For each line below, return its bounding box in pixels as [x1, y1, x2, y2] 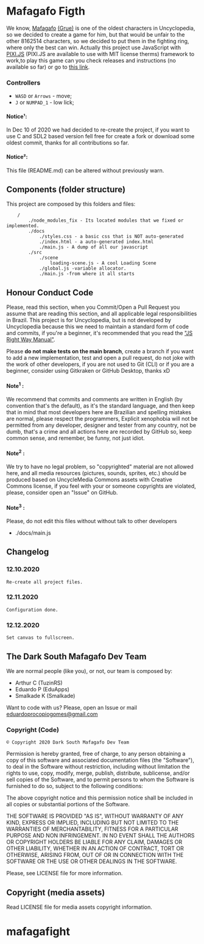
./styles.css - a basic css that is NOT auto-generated [38, 233, 184, 240]
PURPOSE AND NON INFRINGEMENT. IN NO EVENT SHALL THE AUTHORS [6, 832, 195, 839]
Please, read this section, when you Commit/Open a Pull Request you [6, 303, 180, 311]
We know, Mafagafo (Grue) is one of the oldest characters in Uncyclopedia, [6, 24, 195, 32]
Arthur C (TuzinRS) [15, 679, 63, 686]
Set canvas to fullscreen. [6, 635, 75, 641]
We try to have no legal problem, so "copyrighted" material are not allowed [6, 463, 194, 470]
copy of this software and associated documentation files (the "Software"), [6, 756, 195, 764]
